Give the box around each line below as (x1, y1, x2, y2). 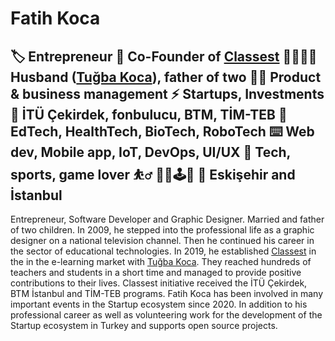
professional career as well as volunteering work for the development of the (10, 309, 323, 321)
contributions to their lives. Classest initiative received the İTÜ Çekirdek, (10, 277, 308, 289)
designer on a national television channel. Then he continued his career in (10, 235, 315, 246)
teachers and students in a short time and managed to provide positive (10, 267, 302, 278)
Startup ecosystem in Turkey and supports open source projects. (10, 320, 278, 331)
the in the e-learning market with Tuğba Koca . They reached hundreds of (10, 256, 312, 267)
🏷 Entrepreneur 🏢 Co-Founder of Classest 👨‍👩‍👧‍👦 (10, 48, 318, 65)
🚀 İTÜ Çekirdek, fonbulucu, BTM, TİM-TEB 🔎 (10, 106, 288, 123)
